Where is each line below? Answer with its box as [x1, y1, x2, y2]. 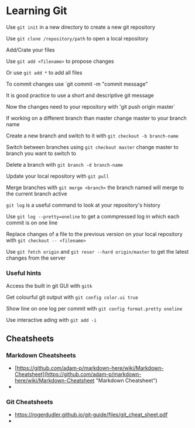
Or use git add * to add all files [6, 69, 83, 76]
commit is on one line [6, 219, 58, 226]
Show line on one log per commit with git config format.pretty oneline [6, 305, 183, 312]
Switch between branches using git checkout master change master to [6, 143, 179, 150]
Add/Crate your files [6, 46, 55, 53]
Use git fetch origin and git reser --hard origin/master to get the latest [6, 248, 189, 255]
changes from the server [6, 254, 66, 261]
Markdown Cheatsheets [6, 351, 76, 359]
